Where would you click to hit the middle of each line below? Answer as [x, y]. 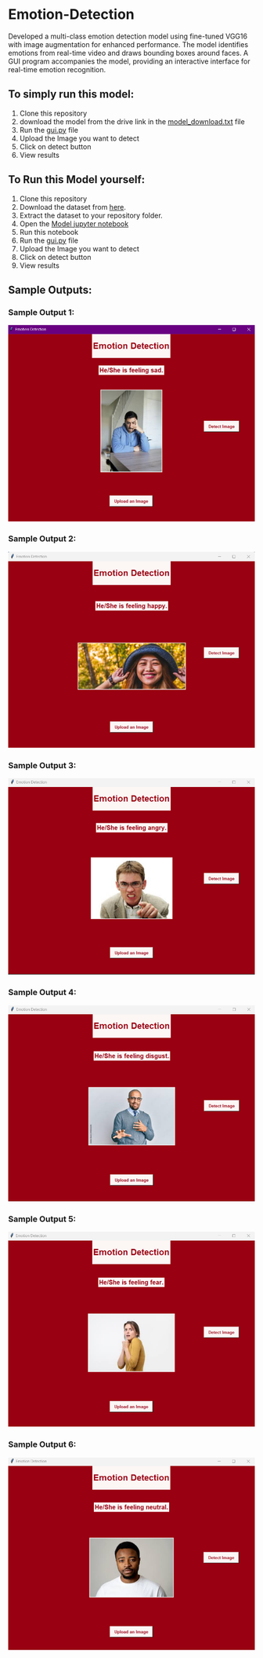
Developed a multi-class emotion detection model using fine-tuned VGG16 [128, 36]
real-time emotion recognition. [57, 69]
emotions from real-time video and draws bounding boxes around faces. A [128, 53]
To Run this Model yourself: [77, 179]
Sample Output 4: [42, 993]
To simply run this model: [71, 95]
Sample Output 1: [41, 312]
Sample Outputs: [50, 289]
